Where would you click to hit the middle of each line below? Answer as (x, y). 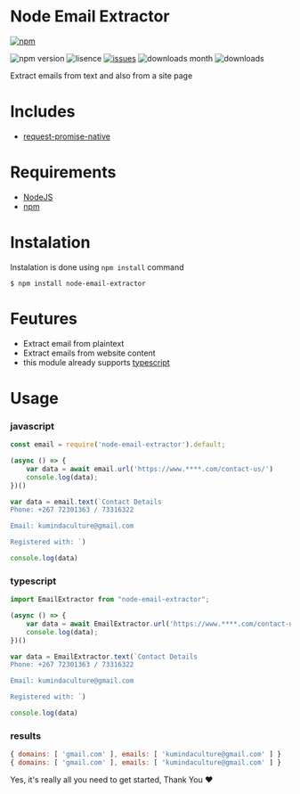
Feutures (44, 319)
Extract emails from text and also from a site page (101, 75)
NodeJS (38, 197)
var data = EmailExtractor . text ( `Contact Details (104, 657)
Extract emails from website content (89, 353)
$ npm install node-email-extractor (78, 283)
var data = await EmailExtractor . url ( (98, 624)
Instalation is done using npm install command (97, 267)
